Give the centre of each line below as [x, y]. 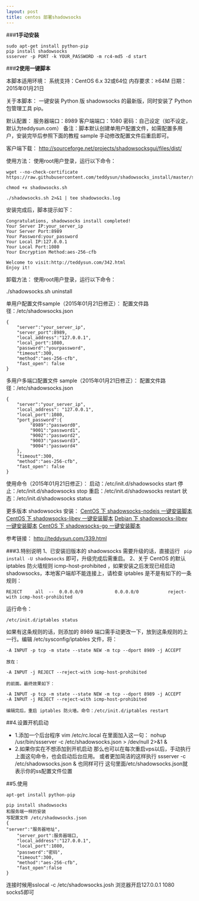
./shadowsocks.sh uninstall [39, 291]
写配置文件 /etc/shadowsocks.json [46, 818]
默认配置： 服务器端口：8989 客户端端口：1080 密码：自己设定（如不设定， [99, 121]
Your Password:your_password [42, 237]
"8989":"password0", [55, 425]
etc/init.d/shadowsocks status [55, 498]
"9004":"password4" [54, 446]
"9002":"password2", [55, 435]
